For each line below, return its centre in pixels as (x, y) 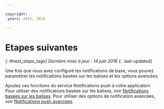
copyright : (16, 14)
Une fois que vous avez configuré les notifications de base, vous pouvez (80, 71)
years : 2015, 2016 (26, 19)
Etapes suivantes (41, 47)
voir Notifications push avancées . (39, 102)
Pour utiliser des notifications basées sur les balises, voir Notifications (77, 91)
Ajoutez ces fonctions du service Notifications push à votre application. (78, 86)
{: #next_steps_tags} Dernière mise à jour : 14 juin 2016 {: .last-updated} (79, 61)
